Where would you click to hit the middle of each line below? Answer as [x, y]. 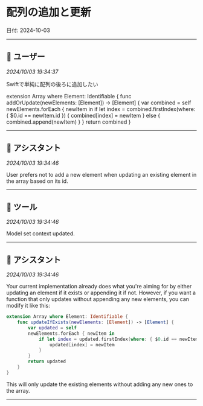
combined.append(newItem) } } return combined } [69, 122]
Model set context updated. [41, 233]
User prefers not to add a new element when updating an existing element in [101, 174]
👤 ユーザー [26, 57]
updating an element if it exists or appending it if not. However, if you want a [101, 293]
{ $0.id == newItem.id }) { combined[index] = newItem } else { [83, 115]
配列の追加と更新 [49, 12]
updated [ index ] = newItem [82, 344]
